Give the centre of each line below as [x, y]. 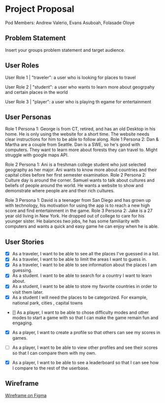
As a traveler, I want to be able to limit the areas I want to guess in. [80, 259]
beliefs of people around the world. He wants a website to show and [74, 186]
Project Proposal [40, 9]
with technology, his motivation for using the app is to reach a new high [78, 206]
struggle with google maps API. [37, 155]
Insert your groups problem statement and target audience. [65, 50]
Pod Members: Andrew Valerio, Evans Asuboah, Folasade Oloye [70, 23]
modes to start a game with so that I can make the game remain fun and [85, 317]
